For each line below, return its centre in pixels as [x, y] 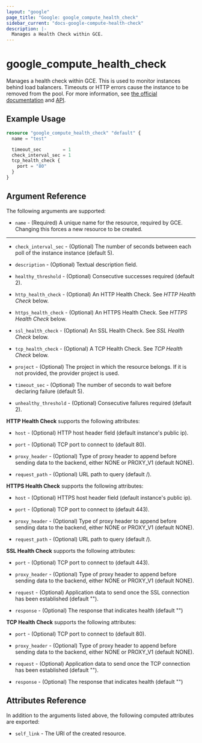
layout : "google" [28, 12]
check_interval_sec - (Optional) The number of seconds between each [103, 246]
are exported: [23, 721]
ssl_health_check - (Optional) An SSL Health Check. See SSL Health [99, 330]
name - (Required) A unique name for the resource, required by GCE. [99, 222]
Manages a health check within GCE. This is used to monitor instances [93, 81]
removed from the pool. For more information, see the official [82, 94]
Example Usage [36, 119]
